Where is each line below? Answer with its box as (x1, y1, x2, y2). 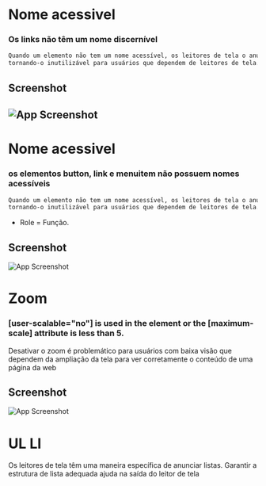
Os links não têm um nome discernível (8, 34, 158, 45)
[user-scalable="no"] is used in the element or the (8, 318, 207, 329)
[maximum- (207, 318, 254, 329)
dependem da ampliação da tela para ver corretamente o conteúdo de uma (8, 354, 253, 364)
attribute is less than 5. (34, 327, 124, 339)
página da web (8, 362, 57, 372)
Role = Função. (19, 218, 70, 228)
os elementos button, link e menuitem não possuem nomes (8, 168, 240, 179)
